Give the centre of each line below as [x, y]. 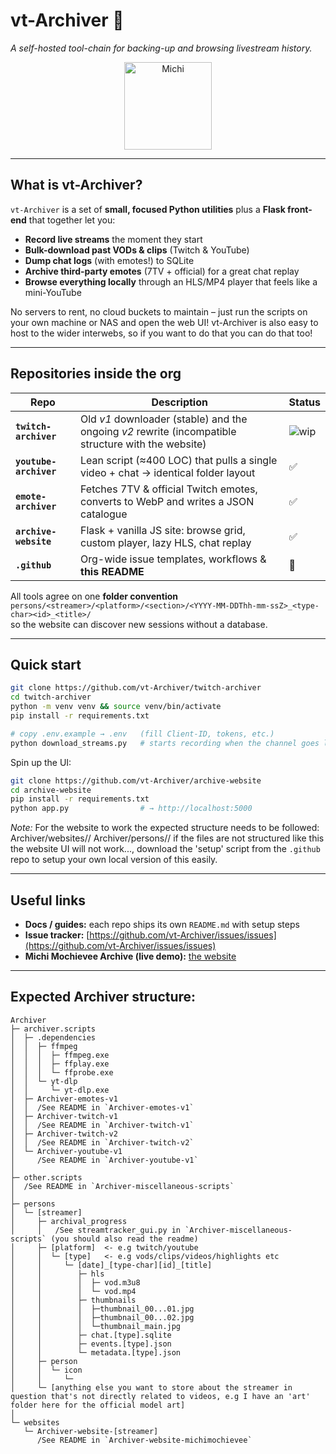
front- [300, 209]
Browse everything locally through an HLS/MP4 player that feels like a [171, 281]
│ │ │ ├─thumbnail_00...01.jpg [102, 1309]
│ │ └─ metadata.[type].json [96, 1352]
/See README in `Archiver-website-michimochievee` [144, 1440]
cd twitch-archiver [51, 697]
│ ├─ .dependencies [53, 1037]
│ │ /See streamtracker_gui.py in [96, 1230]
